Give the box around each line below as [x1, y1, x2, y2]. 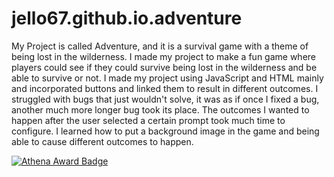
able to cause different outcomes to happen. [11, 135, 194, 147]
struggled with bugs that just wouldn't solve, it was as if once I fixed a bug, [11, 93, 320, 105]
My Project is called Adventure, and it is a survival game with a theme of [11, 40, 309, 52]
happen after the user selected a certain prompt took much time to [11, 114, 286, 126]
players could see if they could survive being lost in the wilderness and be [11, 61, 318, 73]
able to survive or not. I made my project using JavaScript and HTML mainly [11, 72, 324, 84]
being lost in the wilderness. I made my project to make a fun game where [11, 50, 316, 62]
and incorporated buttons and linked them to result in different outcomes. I [11, 82, 319, 94]
